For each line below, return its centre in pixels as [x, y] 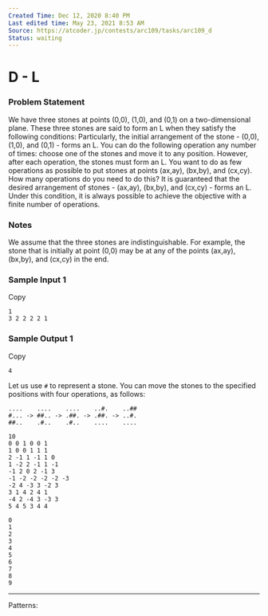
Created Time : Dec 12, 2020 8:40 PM [69, 16]
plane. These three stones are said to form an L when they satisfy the [122, 128]
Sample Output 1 [41, 339]
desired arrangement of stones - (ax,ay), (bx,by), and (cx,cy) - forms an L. [130, 187]
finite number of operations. [54, 204]
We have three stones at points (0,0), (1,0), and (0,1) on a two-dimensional [130, 120]
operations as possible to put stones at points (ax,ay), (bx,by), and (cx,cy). [130, 170]
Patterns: [23, 605]
